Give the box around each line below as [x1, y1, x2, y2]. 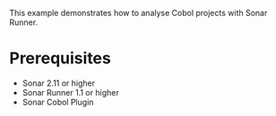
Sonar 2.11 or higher [22, 78, 96, 88]
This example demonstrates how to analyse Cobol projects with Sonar [9, 8, 268, 18]
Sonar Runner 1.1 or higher [22, 87, 119, 97]
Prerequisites [9, 48, 112, 69]
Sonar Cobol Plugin [22, 96, 94, 107]
